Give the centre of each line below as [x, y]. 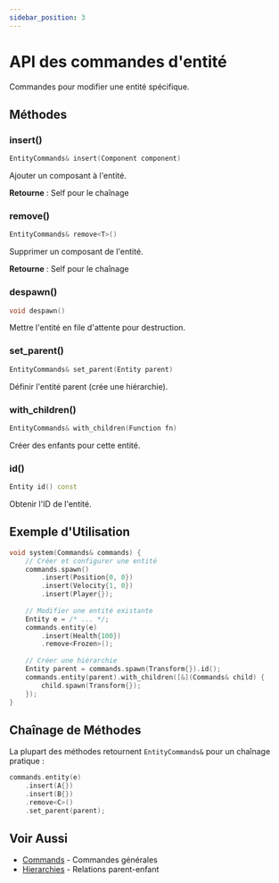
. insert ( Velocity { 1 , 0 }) [87, 586]
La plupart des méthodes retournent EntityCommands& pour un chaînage [140, 752]
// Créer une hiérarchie [71, 661]
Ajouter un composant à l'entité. [68, 176]
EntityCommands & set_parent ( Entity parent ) [91, 369]
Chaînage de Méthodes [75, 730]
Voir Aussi [39, 838]
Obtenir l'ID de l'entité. [50, 504]
